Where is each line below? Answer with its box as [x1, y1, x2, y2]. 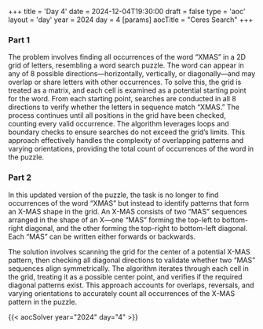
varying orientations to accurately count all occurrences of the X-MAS [8, 288, 236, 298]
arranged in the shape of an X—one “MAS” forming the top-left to [8, 215, 221, 225]
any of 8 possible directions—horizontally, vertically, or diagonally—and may [8, 69, 256, 79]
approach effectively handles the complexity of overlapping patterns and [8, 136, 244, 145]
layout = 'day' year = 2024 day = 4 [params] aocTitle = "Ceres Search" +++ [8, 15, 254, 24]
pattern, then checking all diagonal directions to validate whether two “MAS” [8, 255, 256, 265]
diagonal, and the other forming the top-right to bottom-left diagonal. [24, 223, 248, 232]
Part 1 [8, 35, 30, 46]
